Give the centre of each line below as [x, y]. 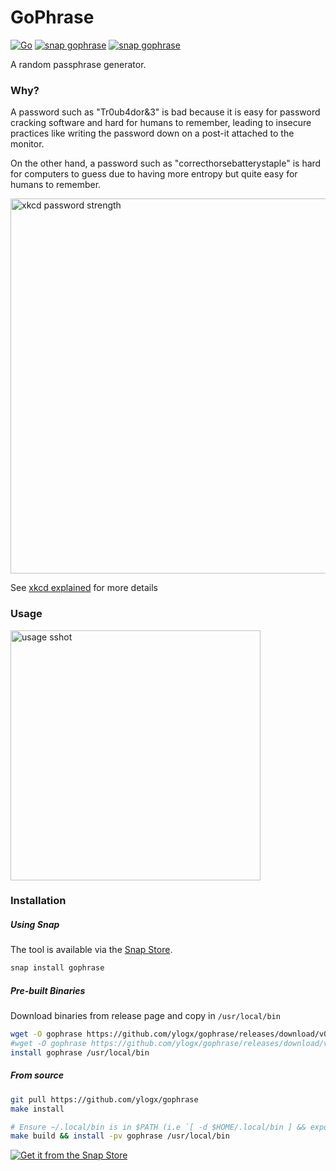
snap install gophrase [57, 968]
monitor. [27, 144]
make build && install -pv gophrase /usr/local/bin [120, 1136]
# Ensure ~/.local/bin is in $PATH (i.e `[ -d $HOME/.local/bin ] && [158, 1127]
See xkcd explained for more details [84, 588]
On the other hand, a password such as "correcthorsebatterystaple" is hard [166, 163]
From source [37, 1075]
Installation [38, 901]
